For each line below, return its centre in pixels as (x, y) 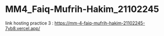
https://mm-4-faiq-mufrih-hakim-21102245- (100, 23)
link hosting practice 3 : (29, 23)
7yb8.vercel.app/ (23, 28)
